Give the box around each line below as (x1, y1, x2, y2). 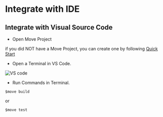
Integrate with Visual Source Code (5, 23, 113, 32)
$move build (5, 89, 30, 94)
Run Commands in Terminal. (12, 80, 70, 85)
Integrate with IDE (5, 3, 80, 15)
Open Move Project (12, 36, 52, 42)
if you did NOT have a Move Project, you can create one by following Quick (5, 46, 158, 51)
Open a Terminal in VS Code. (12, 61, 72, 66)
